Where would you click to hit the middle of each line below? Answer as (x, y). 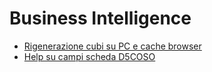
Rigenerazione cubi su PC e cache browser (112, 46)
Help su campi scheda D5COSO (89, 56)
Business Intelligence (100, 18)
